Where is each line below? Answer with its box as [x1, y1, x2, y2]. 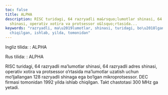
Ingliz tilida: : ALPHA [5, 44, 47, 50]
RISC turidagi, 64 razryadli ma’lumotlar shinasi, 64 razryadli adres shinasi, [5, 63, 157, 69]
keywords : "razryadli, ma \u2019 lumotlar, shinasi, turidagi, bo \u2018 [5, 26, 155, 31]
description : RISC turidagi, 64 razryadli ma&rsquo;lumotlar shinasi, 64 [5, 16, 162, 21]
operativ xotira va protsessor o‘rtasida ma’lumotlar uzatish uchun [5, 69, 139, 75]
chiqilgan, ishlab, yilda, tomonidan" [9, 30, 91, 35]
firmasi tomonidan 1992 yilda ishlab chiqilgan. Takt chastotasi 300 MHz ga [5, 79, 158, 85]
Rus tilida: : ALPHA [5, 54, 44, 60]
